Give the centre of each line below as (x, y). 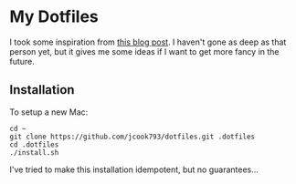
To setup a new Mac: (49, 112)
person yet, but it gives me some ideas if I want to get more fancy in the (145, 51)
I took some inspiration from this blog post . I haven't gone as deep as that (148, 42)
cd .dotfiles (34, 144)
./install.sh (34, 152)
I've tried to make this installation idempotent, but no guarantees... (134, 169)
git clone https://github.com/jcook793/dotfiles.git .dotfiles (132, 137)
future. (22, 61)
